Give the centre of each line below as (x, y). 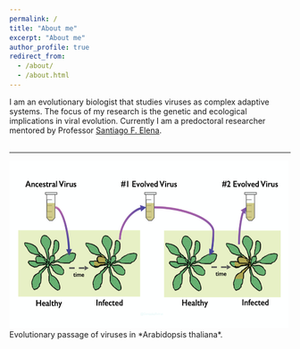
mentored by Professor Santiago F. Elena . (86, 130)
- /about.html (43, 76)
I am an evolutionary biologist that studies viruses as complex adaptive (139, 102)
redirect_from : (37, 57)
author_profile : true (50, 47)
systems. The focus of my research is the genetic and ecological (128, 111)
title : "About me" (43, 28)
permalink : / (33, 19)
